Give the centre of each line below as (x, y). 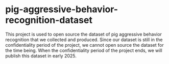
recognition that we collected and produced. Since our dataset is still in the (84, 40)
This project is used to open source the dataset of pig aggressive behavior (84, 34)
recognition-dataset (49, 20)
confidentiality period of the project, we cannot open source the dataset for (85, 45)
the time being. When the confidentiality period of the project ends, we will (84, 50)
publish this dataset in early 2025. (41, 56)
